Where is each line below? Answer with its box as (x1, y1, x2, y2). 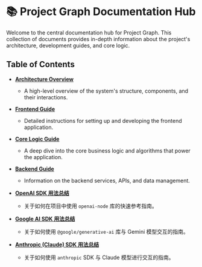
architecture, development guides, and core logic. (6, 42, 130, 49)
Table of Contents (6, 59, 75, 70)
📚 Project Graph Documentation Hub (6, 5, 196, 19)
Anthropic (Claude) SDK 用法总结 (14, 240, 99, 248)
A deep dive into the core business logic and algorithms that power (24, 147, 191, 154)
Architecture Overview (14, 75, 74, 82)
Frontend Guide (14, 105, 55, 113)
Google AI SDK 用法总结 (14, 215, 75, 222)
